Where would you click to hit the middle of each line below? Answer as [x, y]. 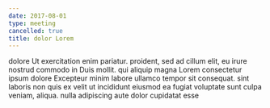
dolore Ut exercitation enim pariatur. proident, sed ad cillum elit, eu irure [128, 61]
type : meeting [32, 23]
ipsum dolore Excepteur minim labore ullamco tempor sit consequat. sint [129, 78]
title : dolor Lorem [41, 38]
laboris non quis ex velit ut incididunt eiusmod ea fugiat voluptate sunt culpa [135, 87]
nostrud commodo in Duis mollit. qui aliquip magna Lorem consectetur [125, 70]
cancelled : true [36, 31]
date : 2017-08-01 [38, 16]
